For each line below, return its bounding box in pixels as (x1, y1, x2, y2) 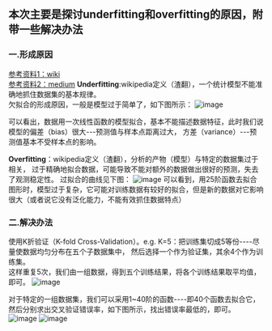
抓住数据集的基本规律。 (22, 89, 101, 99)
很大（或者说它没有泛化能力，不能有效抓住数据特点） (8, 194, 186, 204)
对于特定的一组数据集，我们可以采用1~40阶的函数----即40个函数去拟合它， (8, 294, 261, 303)
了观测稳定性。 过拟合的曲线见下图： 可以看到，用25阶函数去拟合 (8, 174, 257, 184)
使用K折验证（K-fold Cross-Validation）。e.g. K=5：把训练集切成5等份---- (8, 236, 253, 246)
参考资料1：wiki (8, 69, 61, 79)
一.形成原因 (8, 49, 53, 61)
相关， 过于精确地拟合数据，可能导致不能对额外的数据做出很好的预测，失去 (8, 164, 259, 174)
